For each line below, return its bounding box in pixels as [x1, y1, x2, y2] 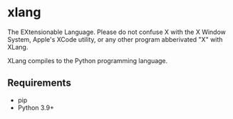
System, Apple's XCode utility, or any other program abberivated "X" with [7, 35, 223, 43]
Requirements [7, 77, 71, 89]
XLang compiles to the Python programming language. [7, 56, 168, 64]
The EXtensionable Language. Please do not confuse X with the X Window [7, 28, 227, 36]
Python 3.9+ [17, 103, 55, 112]
